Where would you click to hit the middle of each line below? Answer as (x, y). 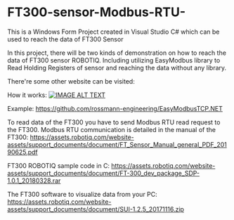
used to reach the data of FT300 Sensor (65, 39)
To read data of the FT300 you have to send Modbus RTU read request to (114, 122)
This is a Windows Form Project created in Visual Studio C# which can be (113, 32)
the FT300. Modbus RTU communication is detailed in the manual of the (112, 129)
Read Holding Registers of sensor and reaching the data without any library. (117, 67)
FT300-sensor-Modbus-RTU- (97, 12)
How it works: (27, 95)
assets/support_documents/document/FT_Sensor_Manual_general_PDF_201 (117, 144)
